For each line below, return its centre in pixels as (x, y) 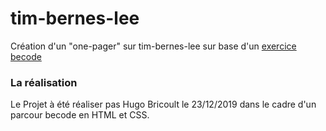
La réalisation (44, 82)
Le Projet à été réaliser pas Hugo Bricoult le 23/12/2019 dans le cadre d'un (163, 104)
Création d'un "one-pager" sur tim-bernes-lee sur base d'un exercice (153, 46)
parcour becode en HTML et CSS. (80, 115)
